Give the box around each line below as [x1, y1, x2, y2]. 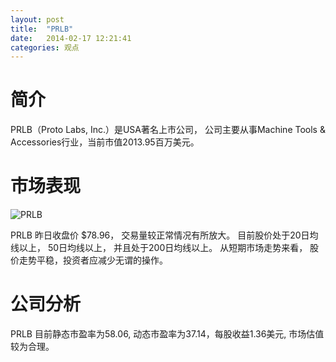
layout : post [10, 14, 65, 25]
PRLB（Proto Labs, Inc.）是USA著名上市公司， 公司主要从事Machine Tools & [10, 124, 326, 136]
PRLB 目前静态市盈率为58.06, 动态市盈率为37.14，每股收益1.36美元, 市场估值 [10, 328, 325, 340]
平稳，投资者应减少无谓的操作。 [36, 254, 168, 266]
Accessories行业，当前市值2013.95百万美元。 [10, 136, 200, 148]
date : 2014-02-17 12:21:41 [10, 33, 132, 43]
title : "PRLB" [10, 24, 74, 34]
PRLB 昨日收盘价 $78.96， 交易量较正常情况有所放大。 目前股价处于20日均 [10, 229, 319, 241]
